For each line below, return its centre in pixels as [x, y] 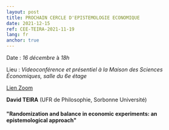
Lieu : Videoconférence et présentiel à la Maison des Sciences [84, 70]
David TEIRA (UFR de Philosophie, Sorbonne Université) [77, 99]
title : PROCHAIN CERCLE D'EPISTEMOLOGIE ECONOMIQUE [73, 18]
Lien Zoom [20, 88]
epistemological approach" [42, 120]
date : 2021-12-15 [28, 23]
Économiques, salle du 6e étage [47, 76]
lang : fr [17, 35]
